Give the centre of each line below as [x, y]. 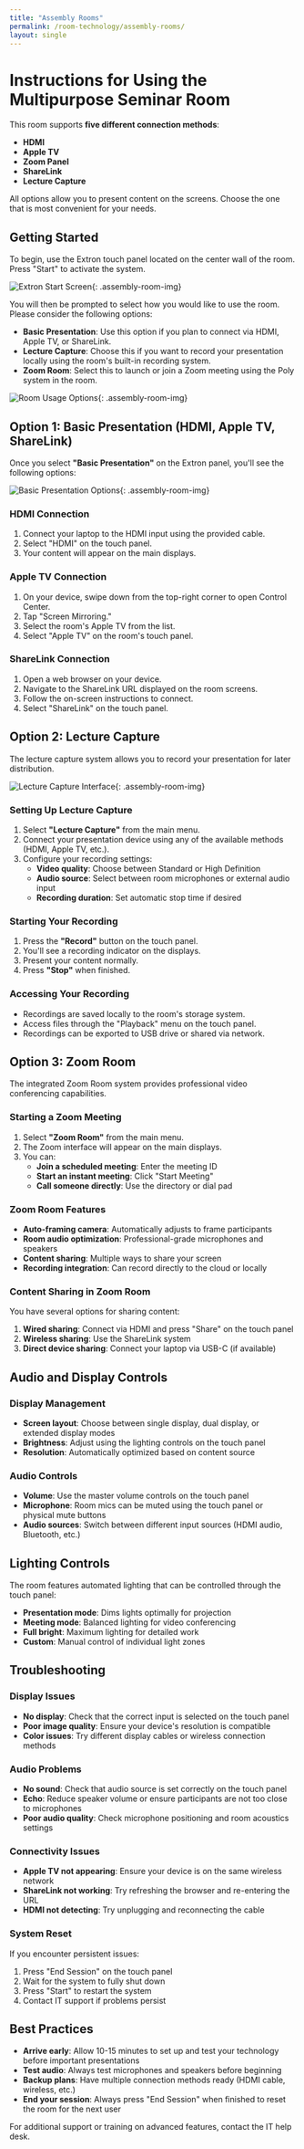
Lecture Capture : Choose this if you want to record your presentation [153, 351]
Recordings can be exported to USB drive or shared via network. [144, 1033]
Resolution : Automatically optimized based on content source [139, 1452]
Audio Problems [46, 1769]
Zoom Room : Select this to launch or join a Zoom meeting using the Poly [158, 371]
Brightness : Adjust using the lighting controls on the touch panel [144, 1442]
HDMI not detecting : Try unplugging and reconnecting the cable [144, 1910]
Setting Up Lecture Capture [71, 810]
